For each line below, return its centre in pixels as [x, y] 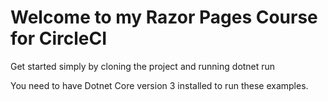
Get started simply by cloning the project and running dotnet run [143, 66]
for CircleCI [59, 38]
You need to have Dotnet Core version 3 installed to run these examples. [159, 85]
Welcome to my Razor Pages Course [164, 17]
